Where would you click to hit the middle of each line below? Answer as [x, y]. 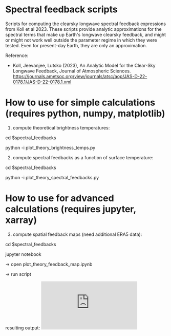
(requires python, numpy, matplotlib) [85, 114]
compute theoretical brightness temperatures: [61, 127]
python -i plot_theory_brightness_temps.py [50, 147]
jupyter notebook [24, 254]
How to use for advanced [60, 198]
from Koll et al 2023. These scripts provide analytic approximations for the [84, 29]
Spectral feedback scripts [61, 10]
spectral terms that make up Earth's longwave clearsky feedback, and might [86, 34]
